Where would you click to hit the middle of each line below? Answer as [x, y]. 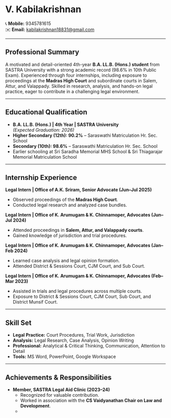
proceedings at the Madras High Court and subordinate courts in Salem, [81, 80]
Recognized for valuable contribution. [60, 395]
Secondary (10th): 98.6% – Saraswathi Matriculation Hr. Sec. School [85, 146]
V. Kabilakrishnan [43, 9]
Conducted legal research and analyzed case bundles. [70, 205]
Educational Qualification [46, 112]
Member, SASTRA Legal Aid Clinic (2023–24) [61, 390]
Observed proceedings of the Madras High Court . [65, 200]
